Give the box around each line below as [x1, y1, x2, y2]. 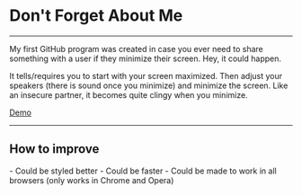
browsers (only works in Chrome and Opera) [9, 174, 174, 185]
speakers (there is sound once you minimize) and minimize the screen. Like [9, 80, 289, 91]
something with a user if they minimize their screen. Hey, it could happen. [9, 53, 281, 64]
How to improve [9, 141, 100, 157]
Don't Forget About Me [9, 5, 183, 26]
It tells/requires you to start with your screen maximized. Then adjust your [9, 70, 283, 81]
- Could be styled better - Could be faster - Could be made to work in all [9, 165, 277, 176]
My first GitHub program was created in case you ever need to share [9, 43, 263, 54]
